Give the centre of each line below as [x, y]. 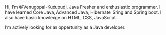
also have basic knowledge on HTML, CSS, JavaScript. [61, 17]
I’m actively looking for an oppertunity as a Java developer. [65, 27]
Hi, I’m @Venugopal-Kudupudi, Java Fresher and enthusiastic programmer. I [83, 7]
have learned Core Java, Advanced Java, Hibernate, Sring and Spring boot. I [83, 12]
